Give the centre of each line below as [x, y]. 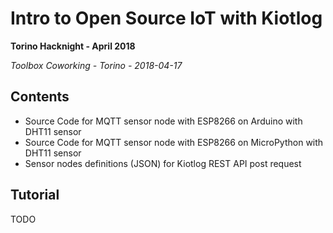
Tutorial [35, 195]
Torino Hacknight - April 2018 [73, 46]
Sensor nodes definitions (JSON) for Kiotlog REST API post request [163, 163]
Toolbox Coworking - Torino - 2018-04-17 [96, 65]
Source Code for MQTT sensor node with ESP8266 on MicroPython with [174, 142]
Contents [40, 97]
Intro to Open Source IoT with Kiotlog [166, 18]
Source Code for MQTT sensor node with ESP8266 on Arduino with [163, 121]
